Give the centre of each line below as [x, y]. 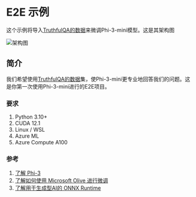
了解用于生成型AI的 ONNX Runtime [58, 188]
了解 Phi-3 [28, 173]
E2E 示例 [28, 12]
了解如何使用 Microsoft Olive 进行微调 [61, 181]
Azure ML [27, 136]
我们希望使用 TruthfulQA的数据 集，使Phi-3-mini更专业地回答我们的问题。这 [98, 79]
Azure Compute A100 [41, 143]
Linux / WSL [30, 130]
